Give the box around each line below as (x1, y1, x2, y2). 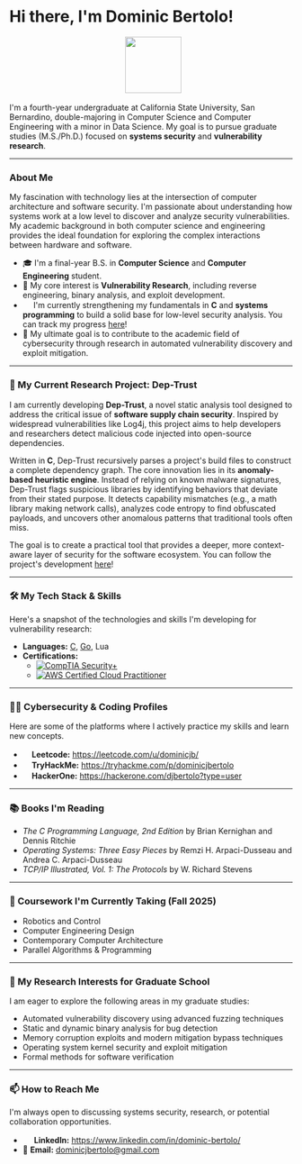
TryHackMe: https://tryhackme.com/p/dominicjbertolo (31, 759, 235, 771)
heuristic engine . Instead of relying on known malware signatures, (34, 474, 281, 485)
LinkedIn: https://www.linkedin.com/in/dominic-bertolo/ (33, 1135, 241, 1146)
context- (253, 539, 285, 550)
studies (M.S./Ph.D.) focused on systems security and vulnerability (9, 131, 262, 141)
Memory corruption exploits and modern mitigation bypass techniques (22, 1032, 283, 1043)
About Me (9, 171, 54, 184)
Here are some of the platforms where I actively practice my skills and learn (9, 721, 289, 732)
